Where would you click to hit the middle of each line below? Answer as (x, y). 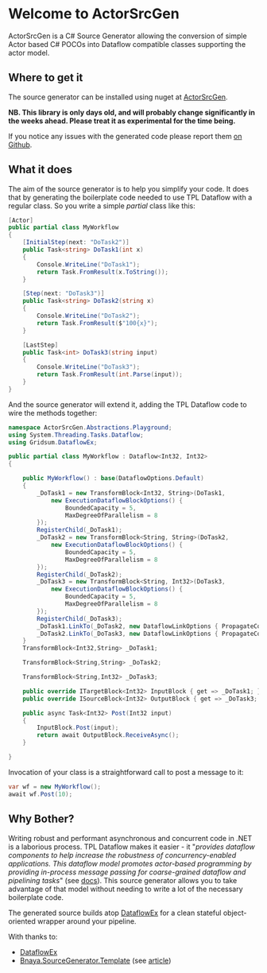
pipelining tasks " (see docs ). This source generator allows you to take (123, 880)
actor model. (29, 52)
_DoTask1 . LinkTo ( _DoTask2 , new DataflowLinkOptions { (128, 626)
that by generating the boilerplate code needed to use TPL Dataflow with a (130, 197)
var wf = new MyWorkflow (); (55, 787)
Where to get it (46, 78)
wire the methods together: (53, 413)
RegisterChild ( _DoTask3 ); (80, 618)
